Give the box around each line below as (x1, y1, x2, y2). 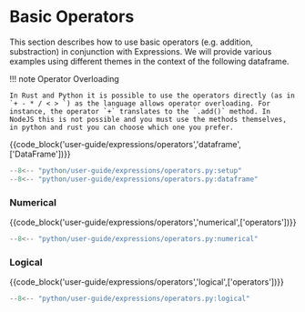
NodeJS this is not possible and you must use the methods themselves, (9, 115, 287, 124)
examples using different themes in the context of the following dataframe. (9, 55, 290, 66)
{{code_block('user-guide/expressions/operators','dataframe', (9, 138, 241, 149)
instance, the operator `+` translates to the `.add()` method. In (9, 106, 271, 116)
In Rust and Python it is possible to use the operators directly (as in (9, 91, 296, 100)
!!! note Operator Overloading (9, 73, 120, 84)
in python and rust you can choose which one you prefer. (9, 123, 234, 132)
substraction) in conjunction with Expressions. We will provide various (9, 45, 272, 56)
